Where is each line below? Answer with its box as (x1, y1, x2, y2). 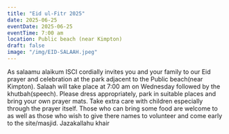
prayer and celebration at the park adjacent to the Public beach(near (7, 75, 203, 83)
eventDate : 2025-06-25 (7, 23, 73, 30)
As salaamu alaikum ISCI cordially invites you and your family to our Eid (7, 67, 211, 76)
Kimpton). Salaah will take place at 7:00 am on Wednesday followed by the (7, 82, 221, 90)
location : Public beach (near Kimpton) (7, 36, 123, 43)
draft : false (7, 42, 45, 49)
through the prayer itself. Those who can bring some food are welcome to (7, 104, 219, 113)
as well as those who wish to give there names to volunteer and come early (7, 111, 223, 119)
